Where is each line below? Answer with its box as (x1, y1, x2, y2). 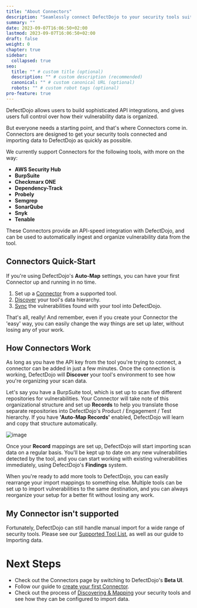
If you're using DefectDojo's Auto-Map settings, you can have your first (6, 272, 180, 279)
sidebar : (6, 52, 28, 58)
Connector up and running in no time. (6, 278, 97, 285)
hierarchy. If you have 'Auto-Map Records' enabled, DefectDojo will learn (6, 414, 184, 421)
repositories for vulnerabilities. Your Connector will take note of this (6, 395, 169, 402)
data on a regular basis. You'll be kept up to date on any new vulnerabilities (6, 449, 188, 456)
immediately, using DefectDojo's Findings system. (6, 462, 128, 469)
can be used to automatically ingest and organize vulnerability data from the (6, 233, 191, 240)
